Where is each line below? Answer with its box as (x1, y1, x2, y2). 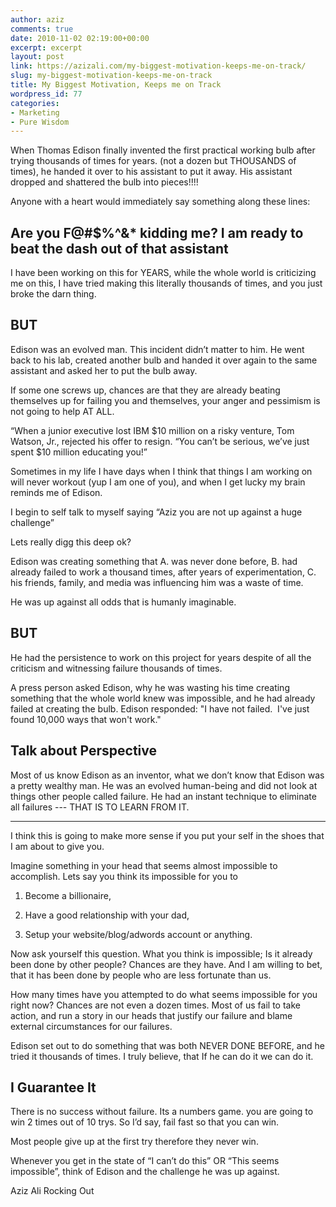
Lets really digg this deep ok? (10, 536, 132, 548)
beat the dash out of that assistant (10, 240, 229, 257)
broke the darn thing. (10, 288, 97, 300)
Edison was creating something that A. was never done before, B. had (10, 555, 298, 567)
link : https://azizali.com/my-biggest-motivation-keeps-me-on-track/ (10, 61, 307, 71)
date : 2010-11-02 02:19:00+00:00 (10, 33, 150, 43)
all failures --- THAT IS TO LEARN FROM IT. (10, 801, 190, 813)
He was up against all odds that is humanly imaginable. (10, 596, 237, 608)
